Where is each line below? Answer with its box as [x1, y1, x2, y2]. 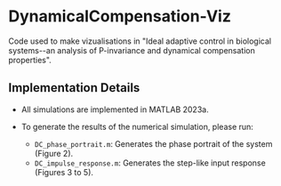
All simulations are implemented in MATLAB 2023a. [20, 104, 210, 115]
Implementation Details [8, 80, 140, 95]
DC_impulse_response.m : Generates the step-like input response [34, 158, 266, 168]
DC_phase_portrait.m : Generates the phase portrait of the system [34, 138, 273, 149]
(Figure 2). [34, 148, 74, 158]
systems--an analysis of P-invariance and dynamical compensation [8, 44, 255, 55]
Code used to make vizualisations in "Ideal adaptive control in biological [8, 36, 272, 46]
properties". [8, 54, 52, 65]
